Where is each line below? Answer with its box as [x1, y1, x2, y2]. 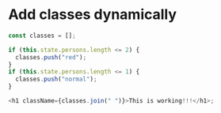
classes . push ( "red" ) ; [15, 53, 87, 61]
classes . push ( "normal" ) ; [15, 75, 97, 84]
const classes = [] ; [8, 32, 77, 40]
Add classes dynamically [8, 6, 177, 24]
